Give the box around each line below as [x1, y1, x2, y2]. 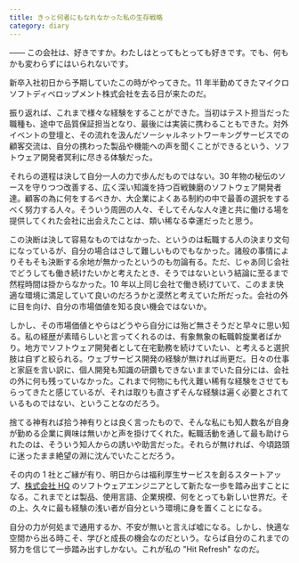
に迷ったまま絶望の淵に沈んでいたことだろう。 [9, 450, 180, 461]
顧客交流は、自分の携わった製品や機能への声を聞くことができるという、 [9, 140, 274, 151]
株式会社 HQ [24, 480, 70, 491]
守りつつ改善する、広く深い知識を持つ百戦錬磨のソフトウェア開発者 [32, 182, 282, 192]
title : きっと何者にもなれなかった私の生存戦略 [9, 12, 163, 22]
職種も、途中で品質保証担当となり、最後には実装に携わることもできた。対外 [9, 118, 289, 129]
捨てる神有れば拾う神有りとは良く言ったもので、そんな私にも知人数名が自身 [9, 416, 290, 428]
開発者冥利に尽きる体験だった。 [39, 151, 158, 162]
